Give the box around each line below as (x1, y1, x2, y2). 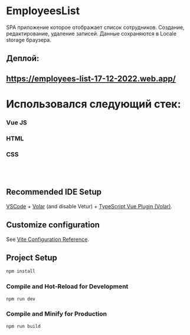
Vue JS (6, 118, 28, 127)
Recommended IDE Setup (6, 187, 102, 197)
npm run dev (6, 296, 35, 302)
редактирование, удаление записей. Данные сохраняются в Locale (6, 30, 177, 37)
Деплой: (6, 53, 40, 63)
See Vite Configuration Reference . (6, 236, 90, 243)
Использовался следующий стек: (6, 97, 181, 111)
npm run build (6, 323, 41, 329)
